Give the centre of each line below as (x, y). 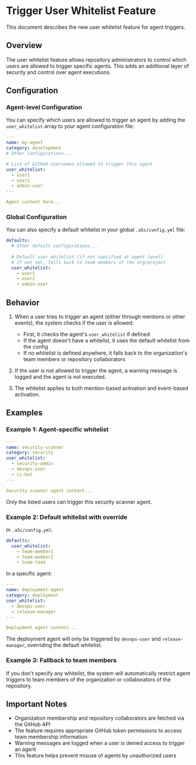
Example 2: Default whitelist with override (67, 517)
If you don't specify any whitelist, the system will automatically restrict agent (98, 673)
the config (36, 347)
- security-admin (32, 464)
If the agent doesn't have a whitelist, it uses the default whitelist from (106, 341)
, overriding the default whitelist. (63, 645)
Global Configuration (37, 217)
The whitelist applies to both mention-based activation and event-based (101, 388)
